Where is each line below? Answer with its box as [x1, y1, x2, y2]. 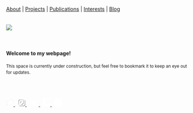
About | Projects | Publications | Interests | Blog [6, 6, 120, 12]
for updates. [6, 70, 31, 76]
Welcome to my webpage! [6, 50, 72, 57]
